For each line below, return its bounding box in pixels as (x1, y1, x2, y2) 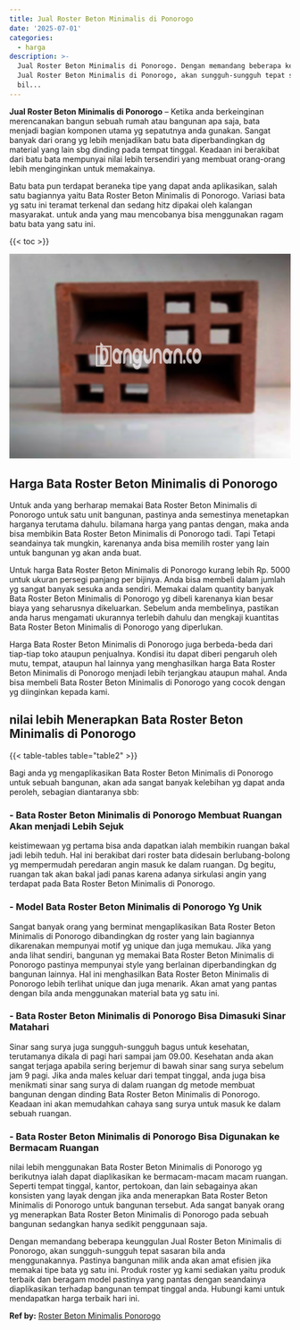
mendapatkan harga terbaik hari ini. (9, 1293, 140, 1304)
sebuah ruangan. (9, 1107, 71, 1118)
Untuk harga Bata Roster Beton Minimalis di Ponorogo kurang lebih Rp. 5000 (9, 564, 291, 576)
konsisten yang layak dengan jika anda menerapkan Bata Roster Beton (9, 1190, 268, 1201)
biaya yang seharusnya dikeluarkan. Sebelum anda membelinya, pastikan (9, 603, 279, 614)
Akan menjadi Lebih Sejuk (9, 819, 125, 832)
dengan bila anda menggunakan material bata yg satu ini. (9, 987, 221, 998)
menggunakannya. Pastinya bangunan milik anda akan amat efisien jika (9, 1255, 271, 1266)
